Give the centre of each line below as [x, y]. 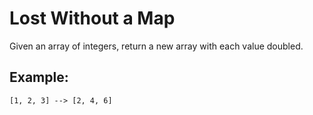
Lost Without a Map [92, 18]
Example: [39, 77]
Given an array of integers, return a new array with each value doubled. [156, 46]
